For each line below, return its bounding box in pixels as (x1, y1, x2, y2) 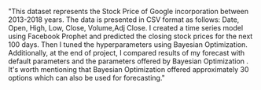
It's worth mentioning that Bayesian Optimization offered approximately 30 (8, 65, 249, 74)
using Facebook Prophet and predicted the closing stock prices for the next (8, 31, 253, 41)
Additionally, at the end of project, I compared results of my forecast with (8, 49, 245, 57)
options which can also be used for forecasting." (8, 74, 165, 82)
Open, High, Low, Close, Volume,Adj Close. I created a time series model (8, 23, 244, 32)
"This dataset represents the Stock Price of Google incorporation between (8, 7, 249, 16)
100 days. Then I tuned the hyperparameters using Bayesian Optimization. (8, 40, 248, 49)
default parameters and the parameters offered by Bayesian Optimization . (8, 56, 249, 66)
